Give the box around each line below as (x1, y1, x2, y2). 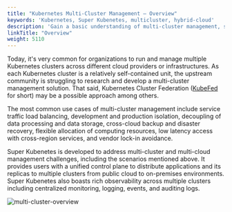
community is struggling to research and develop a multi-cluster (7, 77, 190, 85)
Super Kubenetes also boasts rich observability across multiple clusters (7, 177, 211, 185)
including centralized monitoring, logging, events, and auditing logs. (7, 184, 200, 193)
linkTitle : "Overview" (7, 29, 72, 37)
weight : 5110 (7, 36, 45, 43)
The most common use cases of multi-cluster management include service (7, 105, 221, 113)
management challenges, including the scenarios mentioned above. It (7, 155, 205, 163)
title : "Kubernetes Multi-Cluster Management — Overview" (7, 10, 177, 17)
